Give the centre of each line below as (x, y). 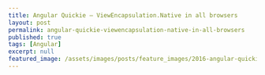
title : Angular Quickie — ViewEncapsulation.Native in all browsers (123, 15)
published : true (35, 37)
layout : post (30, 23)
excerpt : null (32, 52)
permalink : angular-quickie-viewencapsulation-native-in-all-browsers (127, 30)
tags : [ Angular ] (35, 45)
